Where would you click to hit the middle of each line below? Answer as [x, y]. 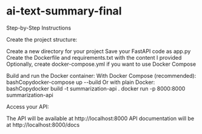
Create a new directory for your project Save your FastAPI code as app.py [99, 51]
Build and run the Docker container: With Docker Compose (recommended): [101, 75]
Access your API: [28, 106]
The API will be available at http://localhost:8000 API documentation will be [100, 118]
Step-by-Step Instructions [39, 28]
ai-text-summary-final [64, 11]
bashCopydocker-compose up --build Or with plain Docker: [81, 82]
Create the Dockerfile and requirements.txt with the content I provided [94, 57]
